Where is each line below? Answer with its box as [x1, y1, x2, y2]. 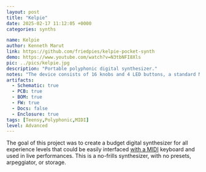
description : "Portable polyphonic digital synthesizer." [6, 65, 158, 72]
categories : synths [6, 26, 56, 32]
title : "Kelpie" [6, 15, 48, 21]
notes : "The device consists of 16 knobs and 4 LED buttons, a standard [6, 71, 196, 77]
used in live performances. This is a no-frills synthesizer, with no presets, [6, 152, 191, 160]
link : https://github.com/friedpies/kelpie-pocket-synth [6, 48, 155, 55]
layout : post [6, 9, 40, 15]
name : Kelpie [6, 37, 40, 43]
